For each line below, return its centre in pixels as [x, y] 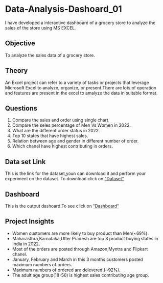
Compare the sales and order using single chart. [61, 120]
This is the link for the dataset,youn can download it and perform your [75, 173]
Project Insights [30, 221]
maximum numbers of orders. [42, 264]
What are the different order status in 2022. [56, 131]
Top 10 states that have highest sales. [50, 136]
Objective [20, 43]
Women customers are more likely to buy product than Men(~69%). [81, 233]
